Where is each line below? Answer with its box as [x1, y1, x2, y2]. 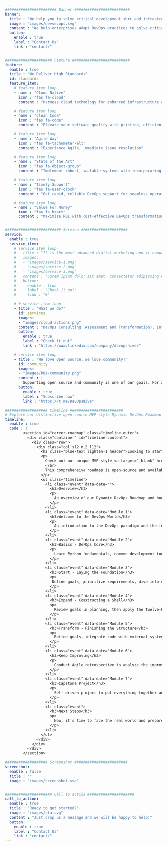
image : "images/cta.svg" [9, 810, 64, 815]
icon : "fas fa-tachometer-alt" [18, 141, 85, 146]
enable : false [9, 769, 41, 774]
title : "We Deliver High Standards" [9, 72, 88, 77]
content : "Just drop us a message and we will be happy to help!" [9, 815, 153, 820]
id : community [18, 361, 48, 367]
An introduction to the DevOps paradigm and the [54, 523, 157, 529]
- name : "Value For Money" [14, 205, 72, 210]
